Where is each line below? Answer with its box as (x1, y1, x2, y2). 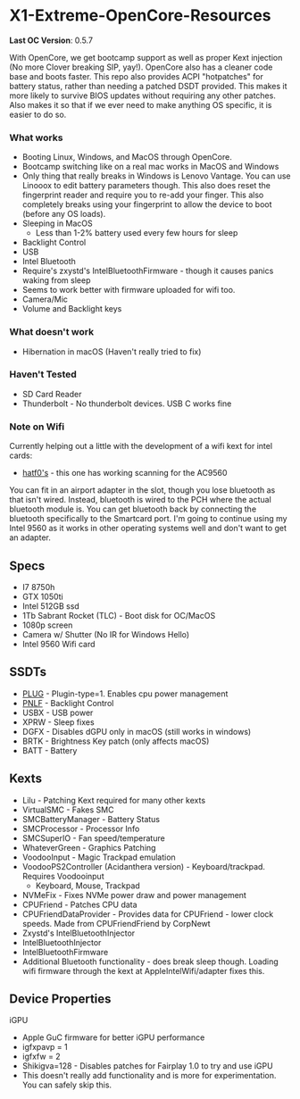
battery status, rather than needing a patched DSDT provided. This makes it (9, 80, 287, 91)
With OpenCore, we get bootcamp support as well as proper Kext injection (9, 52, 283, 62)
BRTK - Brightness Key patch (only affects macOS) (21, 736, 210, 746)
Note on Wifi (9, 420, 65, 433)
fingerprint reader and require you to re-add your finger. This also (21, 189, 264, 201)
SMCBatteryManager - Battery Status (21, 813, 161, 824)
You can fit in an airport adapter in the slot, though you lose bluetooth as (9, 485, 276, 495)
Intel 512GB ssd (21, 600, 80, 612)
